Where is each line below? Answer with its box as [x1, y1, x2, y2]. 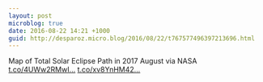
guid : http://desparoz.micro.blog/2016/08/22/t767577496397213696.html [8, 34, 255, 43]
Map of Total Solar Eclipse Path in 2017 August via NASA [8, 56, 197, 66]
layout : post [8, 11, 53, 20]
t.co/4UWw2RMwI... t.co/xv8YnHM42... [8, 65, 141, 75]
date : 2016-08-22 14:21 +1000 [8, 27, 111, 35]
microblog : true [8, 19, 63, 27]
